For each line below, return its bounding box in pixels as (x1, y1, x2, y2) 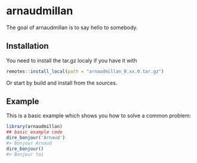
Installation (6, 41, 49, 51)
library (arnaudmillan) (6, 124, 63, 130)
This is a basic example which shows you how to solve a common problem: (6, 112, 191, 120)
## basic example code (6, 129, 63, 135)
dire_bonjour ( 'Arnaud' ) (6, 135, 66, 141)
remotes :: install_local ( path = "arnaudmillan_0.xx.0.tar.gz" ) (6, 68, 164, 74)
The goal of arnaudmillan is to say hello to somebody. (6, 24, 138, 31)
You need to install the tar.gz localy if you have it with (6, 57, 137, 64)
